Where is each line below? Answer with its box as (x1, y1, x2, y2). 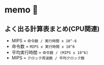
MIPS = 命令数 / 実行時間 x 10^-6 (11, 38, 77, 43)
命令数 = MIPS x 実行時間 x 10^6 (11, 43, 75, 49)
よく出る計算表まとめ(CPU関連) (4, 25, 100, 33)
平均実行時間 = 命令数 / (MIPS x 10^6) (11, 50, 88, 55)
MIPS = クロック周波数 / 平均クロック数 (11, 55, 85, 61)
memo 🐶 (4, 4, 38, 15)
